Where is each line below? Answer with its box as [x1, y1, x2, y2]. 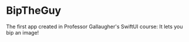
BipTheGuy [6, 4, 62, 17]
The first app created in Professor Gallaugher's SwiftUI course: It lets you [6, 23, 183, 30]
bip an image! [6, 29, 39, 36]
